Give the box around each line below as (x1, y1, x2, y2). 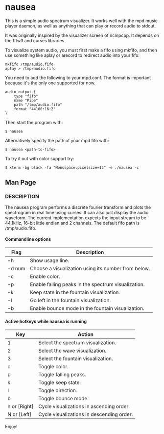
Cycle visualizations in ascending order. (38, 403, 130, 410)
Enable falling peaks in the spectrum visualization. (30, 281, 145, 288)
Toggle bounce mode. (38, 395, 89, 402)
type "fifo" (14, 94, 38, 99)
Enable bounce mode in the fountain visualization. (30, 305, 144, 311)
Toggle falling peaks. (38, 371, 87, 378)
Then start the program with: (5, 119, 63, 125)
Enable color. (30, 273, 60, 280)
